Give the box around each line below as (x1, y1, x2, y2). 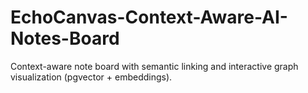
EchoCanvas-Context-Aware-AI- (10, 6, 288, 29)
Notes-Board (10, 27, 120, 50)
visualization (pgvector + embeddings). (10, 71, 173, 83)
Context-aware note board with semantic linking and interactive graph (10, 60, 299, 72)
